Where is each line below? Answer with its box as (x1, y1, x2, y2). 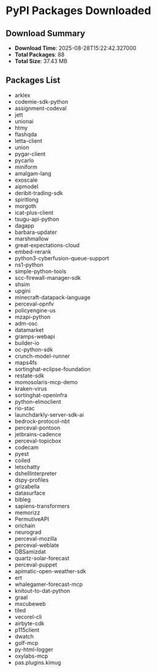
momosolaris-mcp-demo (14, 378, 78, 385)
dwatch (14, 633, 34, 640)
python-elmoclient (14, 398, 62, 405)
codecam (14, 443, 39, 451)
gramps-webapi (14, 333, 56, 340)
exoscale (14, 176, 38, 183)
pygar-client (14, 150, 46, 157)
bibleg (14, 495, 31, 503)
